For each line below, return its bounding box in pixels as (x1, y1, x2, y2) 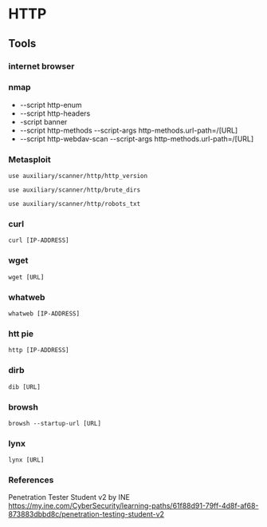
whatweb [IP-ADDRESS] (8, 309, 80, 318)
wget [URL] (8, 273, 45, 281)
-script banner (19, 117, 68, 126)
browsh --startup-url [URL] (8, 419, 102, 427)
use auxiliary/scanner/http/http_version (8, 172, 148, 180)
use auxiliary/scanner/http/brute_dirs (8, 186, 141, 194)
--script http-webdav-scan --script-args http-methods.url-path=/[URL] (19, 133, 254, 144)
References (8, 474, 54, 485)
